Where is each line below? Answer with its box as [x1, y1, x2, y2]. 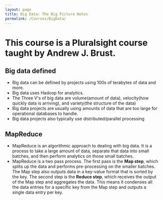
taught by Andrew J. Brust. [5, 47, 116, 58]
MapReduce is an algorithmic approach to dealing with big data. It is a [12, 143, 152, 149]
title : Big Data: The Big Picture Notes [5, 12, 89, 17]
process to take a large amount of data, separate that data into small [12, 148, 149, 154]
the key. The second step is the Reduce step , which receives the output [12, 174, 157, 180]
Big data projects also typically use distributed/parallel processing [12, 116, 145, 122]
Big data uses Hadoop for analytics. [12, 90, 84, 96]
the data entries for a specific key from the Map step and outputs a [12, 184, 146, 190]
